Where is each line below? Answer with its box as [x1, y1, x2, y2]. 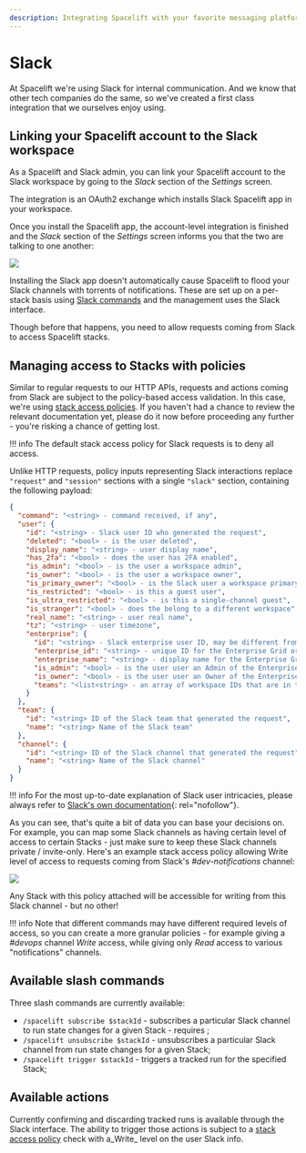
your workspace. [9, 204, 73, 215]
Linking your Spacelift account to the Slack [9, 128, 258, 144]
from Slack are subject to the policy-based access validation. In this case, [9, 392, 286, 403]
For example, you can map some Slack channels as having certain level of [9, 827, 287, 838]
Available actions [9, 1089, 109, 1106]
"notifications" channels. [9, 947, 102, 958]
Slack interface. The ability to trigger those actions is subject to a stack [9, 1123, 276, 1134]
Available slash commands [9, 973, 166, 988]
